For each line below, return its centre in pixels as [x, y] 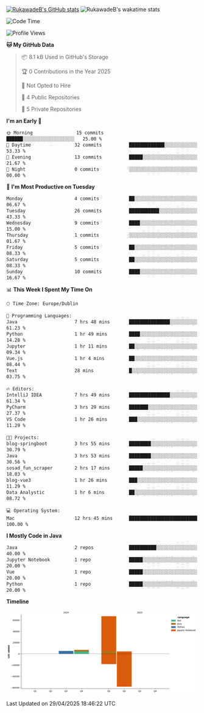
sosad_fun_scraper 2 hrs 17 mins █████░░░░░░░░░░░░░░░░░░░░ [102, 468]
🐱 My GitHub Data [30, 45]
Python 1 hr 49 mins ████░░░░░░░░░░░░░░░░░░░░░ [102, 334]
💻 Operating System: [33, 511]
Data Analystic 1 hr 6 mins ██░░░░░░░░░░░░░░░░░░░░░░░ [102, 493]
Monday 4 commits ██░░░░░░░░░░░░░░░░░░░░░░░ [102, 198]
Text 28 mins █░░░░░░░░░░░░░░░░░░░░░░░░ [102, 371]
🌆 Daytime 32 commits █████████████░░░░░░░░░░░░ [102, 145]
